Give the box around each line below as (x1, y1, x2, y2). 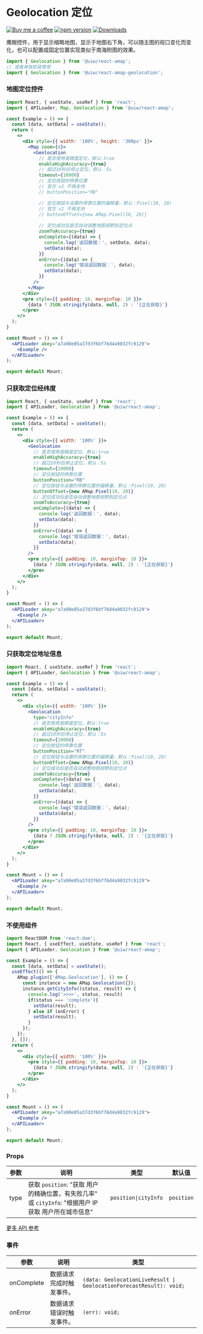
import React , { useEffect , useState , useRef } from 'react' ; (6, 941, 166, 947)
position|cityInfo (110, 1194, 163, 1202)
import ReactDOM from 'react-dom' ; (6, 935, 96, 941)
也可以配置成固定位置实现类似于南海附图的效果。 (16, 46, 139, 53)
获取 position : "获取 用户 (28, 1180, 98, 1189)
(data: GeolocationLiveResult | (82, 1276, 176, 1284)
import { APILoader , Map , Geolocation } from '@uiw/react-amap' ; (6, 104, 174, 111)
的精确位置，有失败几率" (28, 1190, 98, 1198)
